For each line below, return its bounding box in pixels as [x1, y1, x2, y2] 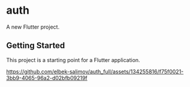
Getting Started [6, 41, 65, 51]
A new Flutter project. [6, 23, 60, 30]
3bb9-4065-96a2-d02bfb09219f [6, 74, 88, 81]
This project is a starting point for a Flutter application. [6, 56, 140, 63]
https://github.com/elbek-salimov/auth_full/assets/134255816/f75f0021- [6, 68, 184, 75]
